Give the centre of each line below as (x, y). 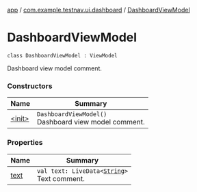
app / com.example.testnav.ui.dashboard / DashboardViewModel (98, 10)
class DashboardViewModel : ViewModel (62, 55)
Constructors (30, 86)
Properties (25, 143)
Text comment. (61, 178)
